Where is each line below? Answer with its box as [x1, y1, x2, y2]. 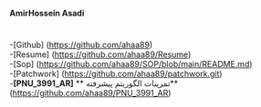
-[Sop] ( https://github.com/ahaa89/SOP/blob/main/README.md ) [9, 59, 253, 70]
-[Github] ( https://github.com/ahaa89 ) [9, 40, 153, 51]
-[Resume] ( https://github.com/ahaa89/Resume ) [9, 49, 192, 60]
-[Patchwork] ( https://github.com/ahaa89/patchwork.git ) [9, 68, 223, 80]
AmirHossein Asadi [9, 8, 85, 18]
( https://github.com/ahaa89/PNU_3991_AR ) [9, 88, 172, 99]
